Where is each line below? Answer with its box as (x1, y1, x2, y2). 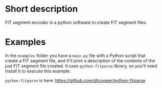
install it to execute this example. (5, 68, 71, 74)
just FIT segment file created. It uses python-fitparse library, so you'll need (5, 63, 158, 69)
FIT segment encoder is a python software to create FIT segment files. (5, 19, 147, 25)
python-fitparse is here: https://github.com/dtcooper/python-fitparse (5, 77, 146, 83)
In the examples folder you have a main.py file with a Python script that (5, 53, 146, 58)
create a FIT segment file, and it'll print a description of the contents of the (5, 57, 155, 64)
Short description (5, 3, 78, 15)
